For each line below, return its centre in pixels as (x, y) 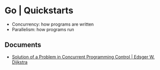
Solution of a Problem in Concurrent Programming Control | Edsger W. (83, 57)
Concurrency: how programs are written (53, 24)
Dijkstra (20, 62)
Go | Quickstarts (39, 11)
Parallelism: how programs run (43, 29)
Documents (23, 45)
